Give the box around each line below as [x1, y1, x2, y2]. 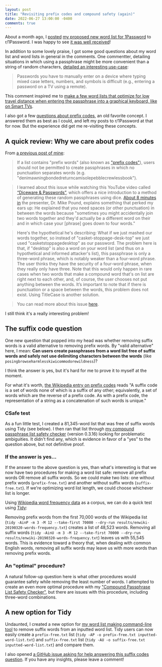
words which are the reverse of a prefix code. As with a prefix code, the [5, 392, 148, 398]
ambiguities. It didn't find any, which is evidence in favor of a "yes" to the [5, 436, 151, 442]
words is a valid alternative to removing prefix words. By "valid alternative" [5, 343, 154, 349]
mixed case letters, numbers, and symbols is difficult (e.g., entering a [16, 79, 155, 84]
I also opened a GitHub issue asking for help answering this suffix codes [5, 651, 149, 657]
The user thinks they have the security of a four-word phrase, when [16, 261, 152, 267]
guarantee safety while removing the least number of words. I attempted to [5, 579, 154, 584]
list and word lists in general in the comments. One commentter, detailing [5, 54, 150, 60]
